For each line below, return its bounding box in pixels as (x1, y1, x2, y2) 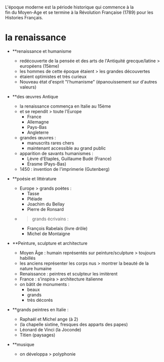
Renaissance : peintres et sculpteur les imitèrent (19, 271, 118, 277)
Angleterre (27, 129, 49, 135)
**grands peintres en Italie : (12, 306, 69, 313)
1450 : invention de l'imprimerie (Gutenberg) (19, 166, 110, 172)
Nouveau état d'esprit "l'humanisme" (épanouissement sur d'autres (19, 79, 157, 84)
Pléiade (27, 196, 42, 201)
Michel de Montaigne (27, 231, 71, 237)
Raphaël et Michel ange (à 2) (19, 316, 79, 322)
